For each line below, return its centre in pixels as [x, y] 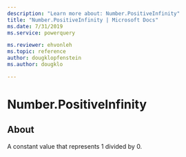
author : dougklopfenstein [44, 58]
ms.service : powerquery [41, 33]
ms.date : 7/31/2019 [35, 26]
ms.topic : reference [37, 52]
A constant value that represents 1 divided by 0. [75, 146]
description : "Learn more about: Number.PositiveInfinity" [94, 13]
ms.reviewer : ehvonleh [40, 45]
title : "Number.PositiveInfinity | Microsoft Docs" [83, 20]
